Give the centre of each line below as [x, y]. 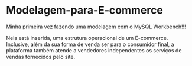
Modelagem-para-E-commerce [85, 10]
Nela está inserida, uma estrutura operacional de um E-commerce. [87, 38]
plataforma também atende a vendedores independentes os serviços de [94, 50]
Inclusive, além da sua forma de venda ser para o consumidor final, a [90, 44]
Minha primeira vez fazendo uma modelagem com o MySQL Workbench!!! [96, 27]
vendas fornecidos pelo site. [41, 57]
